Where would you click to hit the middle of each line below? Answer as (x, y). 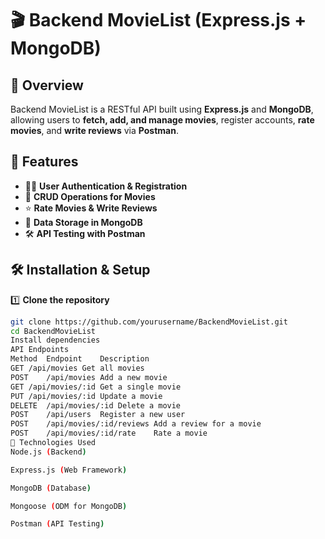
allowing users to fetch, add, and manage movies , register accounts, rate (162, 120)
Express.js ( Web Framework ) (69, 470)
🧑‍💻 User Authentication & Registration (106, 186)
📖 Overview (47, 85)
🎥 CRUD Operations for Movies (90, 196)
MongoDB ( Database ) (51, 488)
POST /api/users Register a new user (98, 415)
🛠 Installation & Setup (80, 270)
